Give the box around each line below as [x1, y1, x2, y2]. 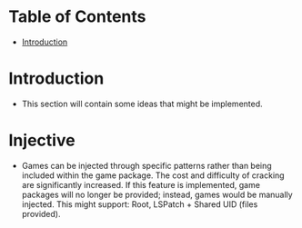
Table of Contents [8, 6, 146, 27]
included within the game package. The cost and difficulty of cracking [21, 170, 285, 181]
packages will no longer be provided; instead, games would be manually [21, 189, 293, 200]
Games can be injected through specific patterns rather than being [21, 160, 272, 171]
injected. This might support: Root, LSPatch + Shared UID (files [21, 198, 258, 210]
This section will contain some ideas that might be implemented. [21, 98, 263, 109]
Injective [8, 130, 75, 151]
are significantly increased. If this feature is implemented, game [21, 179, 261, 190]
